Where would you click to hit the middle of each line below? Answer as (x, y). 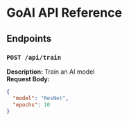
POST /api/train (34, 57)
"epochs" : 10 (32, 105)
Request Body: (28, 79)
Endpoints (29, 39)
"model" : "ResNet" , (41, 98)
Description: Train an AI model (51, 72)
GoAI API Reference (64, 13)
